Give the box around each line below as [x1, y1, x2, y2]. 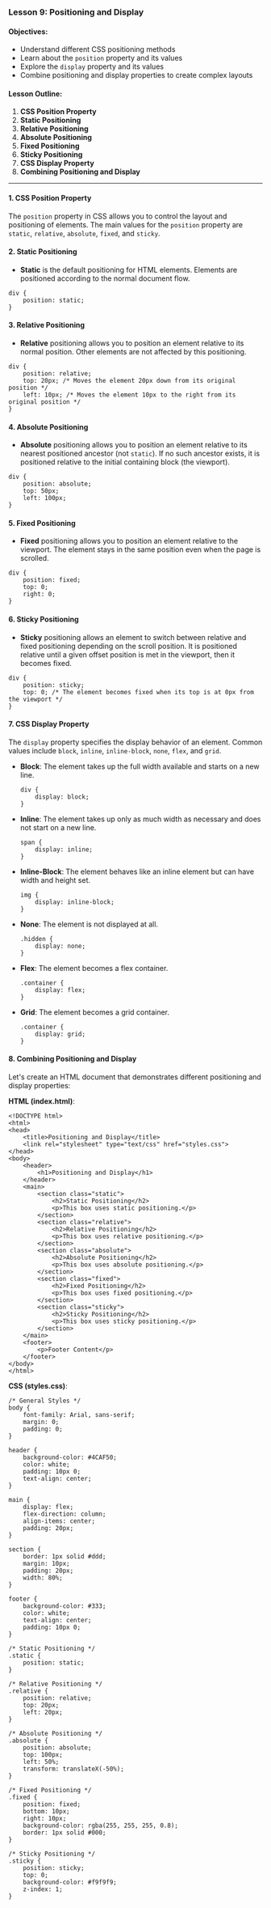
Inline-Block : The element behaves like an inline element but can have [19, 867, 255, 876]
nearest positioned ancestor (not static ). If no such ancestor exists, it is [19, 448, 261, 459]
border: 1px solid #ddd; [23, 1552, 106, 1560]
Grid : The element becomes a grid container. [19, 1007, 170, 1017]
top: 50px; [23, 487, 60, 495]
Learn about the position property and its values [19, 53, 183, 63]
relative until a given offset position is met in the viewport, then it [19, 650, 236, 659]
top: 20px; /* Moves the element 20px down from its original [23, 376, 236, 384]
